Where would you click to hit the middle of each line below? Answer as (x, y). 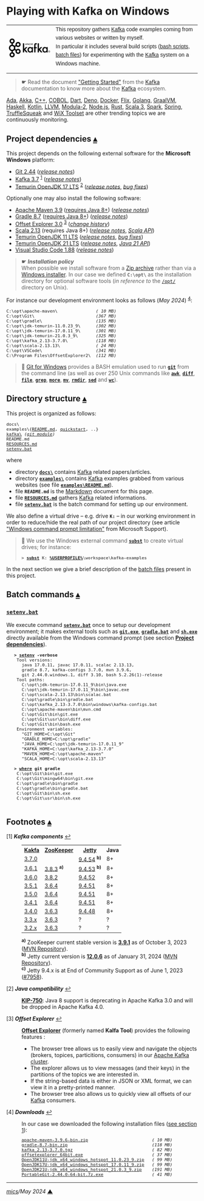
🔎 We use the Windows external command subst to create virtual (102, 540)
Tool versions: (34, 660)
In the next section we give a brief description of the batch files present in (99, 569)
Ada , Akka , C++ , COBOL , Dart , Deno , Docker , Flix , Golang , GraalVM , (92, 100)
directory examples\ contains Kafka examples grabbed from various (99, 478)
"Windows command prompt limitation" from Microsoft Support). (87, 529)
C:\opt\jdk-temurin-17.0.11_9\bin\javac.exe (75, 690)
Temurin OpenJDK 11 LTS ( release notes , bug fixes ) (79, 237)
